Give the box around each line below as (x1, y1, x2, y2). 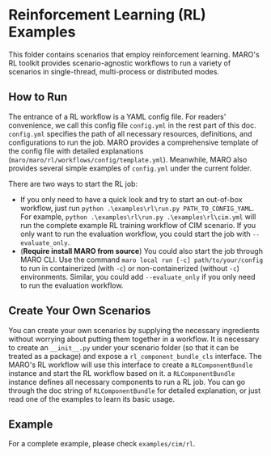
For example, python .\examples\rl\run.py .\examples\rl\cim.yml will (19, 212, 256, 222)
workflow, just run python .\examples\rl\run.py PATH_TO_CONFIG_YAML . (19, 203, 255, 213)
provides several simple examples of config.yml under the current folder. (8, 163, 252, 173)
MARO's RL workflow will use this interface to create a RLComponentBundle (8, 360, 253, 369)
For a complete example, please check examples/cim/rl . (8, 439, 196, 449)
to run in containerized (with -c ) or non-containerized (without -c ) (19, 263, 240, 272)
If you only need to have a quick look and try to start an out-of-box (19, 194, 243, 204)
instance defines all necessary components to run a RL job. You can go (8, 377, 245, 386)
